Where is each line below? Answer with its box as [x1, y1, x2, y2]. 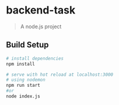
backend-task [6, 4, 76, 17]
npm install [6, 61, 35, 67]
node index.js [6, 93, 41, 99]
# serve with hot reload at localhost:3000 [6, 72, 114, 77]
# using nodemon [6, 77, 45, 83]
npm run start [6, 83, 41, 89]
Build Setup [6, 40, 49, 50]
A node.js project [20, 23, 62, 30]
